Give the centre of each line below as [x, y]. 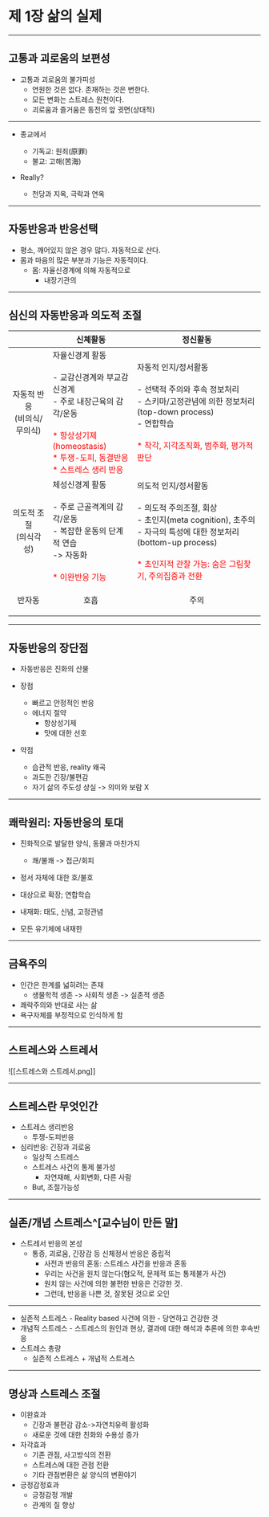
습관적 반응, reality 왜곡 [69, 767]
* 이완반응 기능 [79, 577]
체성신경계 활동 [79, 485]
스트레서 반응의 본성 [51, 1244]
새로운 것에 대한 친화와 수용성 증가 [85, 1435]
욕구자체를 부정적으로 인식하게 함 [71, 1015]
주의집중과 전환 [175, 577]
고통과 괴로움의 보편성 [59, 58]
